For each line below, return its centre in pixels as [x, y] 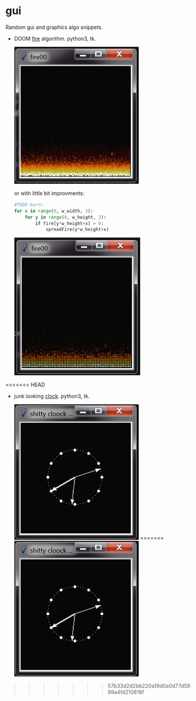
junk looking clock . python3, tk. [52, 396]
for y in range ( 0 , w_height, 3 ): [66, 217]
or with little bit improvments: [49, 193]
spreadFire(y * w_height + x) [77, 230]
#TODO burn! [28, 204]
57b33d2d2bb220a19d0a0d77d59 [149, 686]
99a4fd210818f [126, 692]
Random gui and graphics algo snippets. [54, 27]
